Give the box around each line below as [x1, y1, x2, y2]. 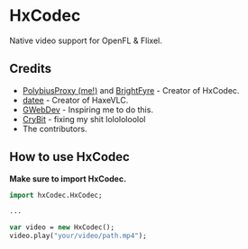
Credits [9, 61, 52, 76]
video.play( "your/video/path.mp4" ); [9, 231, 147, 241]
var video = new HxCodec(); [9, 223, 115, 232]
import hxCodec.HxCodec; [9, 191, 103, 200]
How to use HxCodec [9, 149, 131, 165]
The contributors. [22, 123, 87, 134]
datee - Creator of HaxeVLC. [22, 94, 129, 105]
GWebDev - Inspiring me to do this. [22, 104, 153, 115]
